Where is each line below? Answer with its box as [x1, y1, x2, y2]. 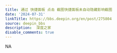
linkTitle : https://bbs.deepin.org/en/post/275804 [5, 16, 112, 21]
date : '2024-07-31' [5, 12, 46, 17]
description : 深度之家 [5, 26, 51, 30]
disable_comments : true [5, 30, 55, 35]
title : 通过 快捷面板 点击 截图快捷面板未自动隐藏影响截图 [5, 7, 113, 12]
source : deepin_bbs [5, 21, 46, 26]
